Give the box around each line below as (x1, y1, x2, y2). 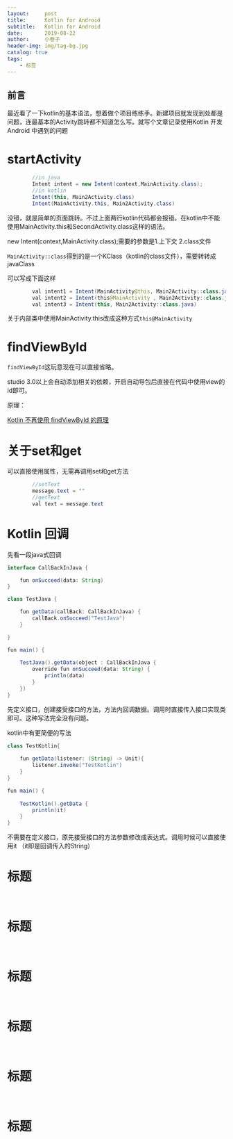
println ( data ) (44, 672, 85, 679)
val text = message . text (32, 500, 104, 508)
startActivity (7, 151, 82, 167)
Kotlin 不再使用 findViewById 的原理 (7, 416, 109, 424)
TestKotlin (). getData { (19, 800, 89, 807)
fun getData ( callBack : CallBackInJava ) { (19, 608, 141, 615)
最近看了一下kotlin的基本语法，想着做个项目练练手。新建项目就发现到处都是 (7, 109, 223, 118)
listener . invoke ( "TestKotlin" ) (32, 762, 123, 769)
